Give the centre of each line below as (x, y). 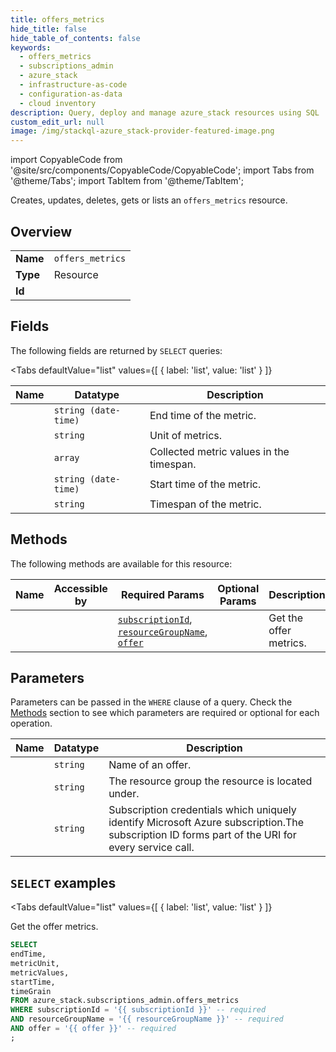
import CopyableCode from (66, 160)
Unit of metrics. (186, 435)
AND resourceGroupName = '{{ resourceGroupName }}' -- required (147, 1019)
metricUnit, (35, 963)
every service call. (151, 848)
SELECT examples (63, 882)
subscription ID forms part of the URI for (202, 835)
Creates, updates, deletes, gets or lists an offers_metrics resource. (149, 200)
